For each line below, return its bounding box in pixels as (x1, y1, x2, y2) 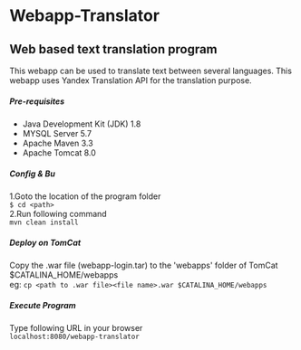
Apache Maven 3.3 (22, 137, 93, 148)
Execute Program (9, 299, 77, 310)
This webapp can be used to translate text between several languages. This (9, 65, 293, 76)
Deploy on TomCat (9, 237, 82, 248)
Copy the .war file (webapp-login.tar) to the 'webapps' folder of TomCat (9, 260, 278, 270)
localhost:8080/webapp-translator (9, 332, 141, 341)
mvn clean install (9, 218, 79, 227)
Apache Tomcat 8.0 (22, 147, 97, 158)
